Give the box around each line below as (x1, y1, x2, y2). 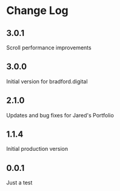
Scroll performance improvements (6, 44, 92, 51)
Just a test (6, 179, 33, 186)
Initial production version (6, 145, 68, 153)
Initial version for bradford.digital (6, 77, 88, 85)
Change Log (6, 4, 68, 18)
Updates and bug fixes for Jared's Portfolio (6, 111, 114, 119)
